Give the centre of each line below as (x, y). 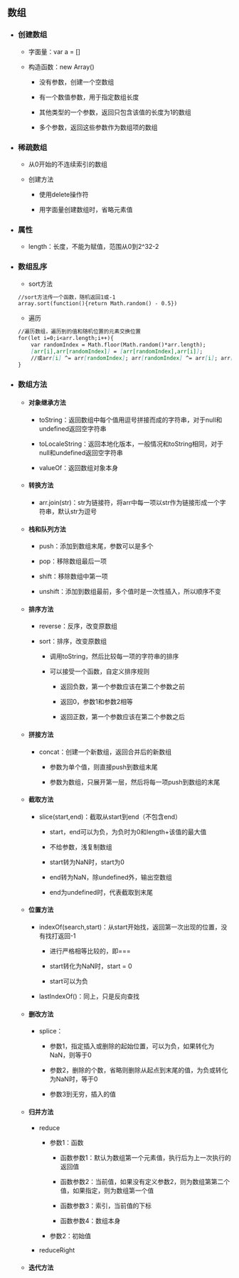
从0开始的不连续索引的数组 (68, 164)
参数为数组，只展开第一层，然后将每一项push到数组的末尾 (135, 782)
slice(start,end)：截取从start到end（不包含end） (110, 816)
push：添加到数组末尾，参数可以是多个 (96, 546)
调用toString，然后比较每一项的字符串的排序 (114, 656)
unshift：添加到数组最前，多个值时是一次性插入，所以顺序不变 (130, 592)
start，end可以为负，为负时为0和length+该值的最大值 (128, 831)
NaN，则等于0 (70, 1055)
